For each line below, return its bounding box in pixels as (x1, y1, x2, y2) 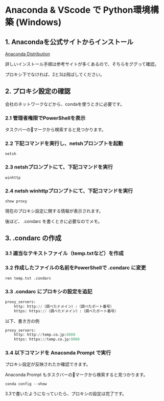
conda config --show (5, 381, 47, 387)
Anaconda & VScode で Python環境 (5, 4, 150, 16)
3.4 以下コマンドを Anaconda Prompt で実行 (5, 350, 111, 356)
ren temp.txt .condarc (5, 276, 51, 281)
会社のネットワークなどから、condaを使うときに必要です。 (5, 101, 125, 107)
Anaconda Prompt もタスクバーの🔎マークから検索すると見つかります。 (5, 372, 148, 377)
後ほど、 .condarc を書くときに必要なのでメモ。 (5, 218, 103, 224)
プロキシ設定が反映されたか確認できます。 (5, 361, 91, 367)
